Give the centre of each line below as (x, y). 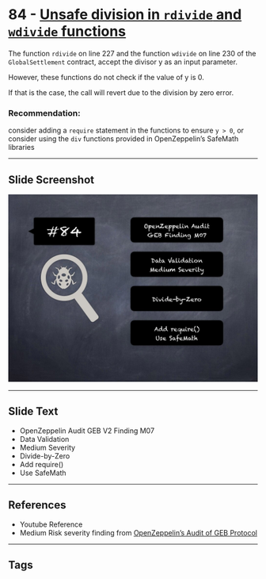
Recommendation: (44, 113)
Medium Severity (47, 447)
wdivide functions (67, 31)
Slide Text (33, 411)
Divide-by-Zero (45, 456)
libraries (21, 148)
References (37, 505)
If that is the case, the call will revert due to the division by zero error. (121, 92)
